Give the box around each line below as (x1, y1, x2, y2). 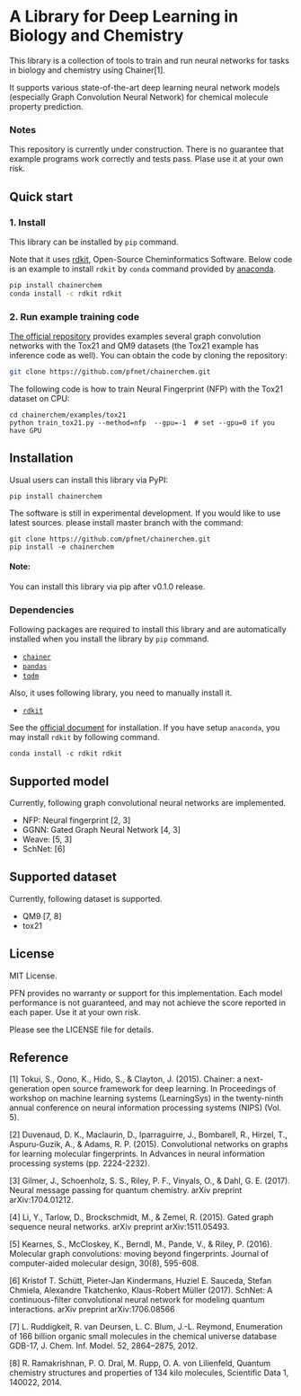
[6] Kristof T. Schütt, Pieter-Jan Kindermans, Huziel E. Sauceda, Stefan (9, 1276, 272, 1286)
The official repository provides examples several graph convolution (9, 331, 261, 341)
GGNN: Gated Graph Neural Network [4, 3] (22, 824, 181, 835)
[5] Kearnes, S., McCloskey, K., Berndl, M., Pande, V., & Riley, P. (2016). (9, 1239, 272, 1250)
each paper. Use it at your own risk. (9, 1006, 141, 1017)
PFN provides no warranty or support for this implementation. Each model (9, 987, 283, 998)
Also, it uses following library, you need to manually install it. (9, 687, 233, 698)
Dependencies (9, 604, 75, 616)
